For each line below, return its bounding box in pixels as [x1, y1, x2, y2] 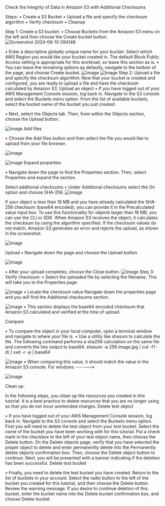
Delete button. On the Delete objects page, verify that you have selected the [5, 439, 160, 445]
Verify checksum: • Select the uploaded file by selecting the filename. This [5, 274, 157, 280]
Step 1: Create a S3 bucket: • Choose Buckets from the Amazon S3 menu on [5, 29, 160, 34]
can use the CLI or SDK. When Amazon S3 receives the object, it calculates [5, 215, 158, 221]
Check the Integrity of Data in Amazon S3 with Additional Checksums [5, 4, 146, 10]
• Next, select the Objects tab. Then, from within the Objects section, [5, 111, 145, 117]
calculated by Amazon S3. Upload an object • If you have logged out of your [5, 86, 160, 91]
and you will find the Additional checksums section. [5, 294, 110, 300]
